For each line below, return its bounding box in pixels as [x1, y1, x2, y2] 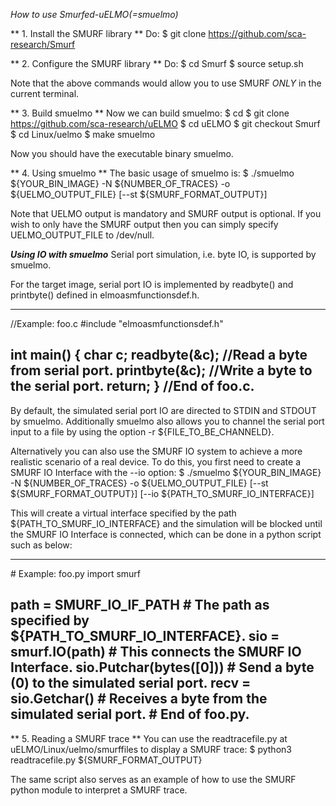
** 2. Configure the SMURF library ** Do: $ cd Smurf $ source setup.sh [10, 58, 304, 69]
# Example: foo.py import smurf [10, 567, 142, 579]
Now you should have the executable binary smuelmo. [10, 148, 234, 159]
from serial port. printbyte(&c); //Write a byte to [10, 362, 313, 379]
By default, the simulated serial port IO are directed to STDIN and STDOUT [10, 404, 317, 416]
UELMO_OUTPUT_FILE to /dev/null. [10, 229, 155, 241]
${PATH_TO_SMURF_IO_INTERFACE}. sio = [10, 628, 280, 645]
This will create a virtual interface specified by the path [10, 507, 237, 519]
